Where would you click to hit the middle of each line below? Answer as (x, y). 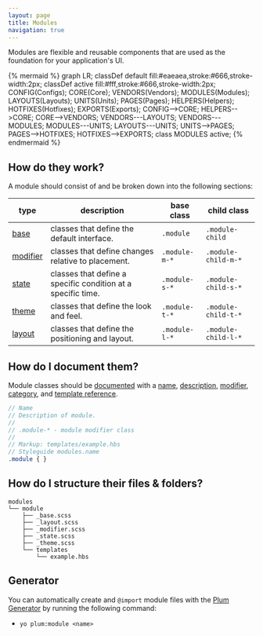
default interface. (82, 239)
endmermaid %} (34, 143)
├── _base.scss (47, 515)
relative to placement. (90, 261)
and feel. (67, 316)
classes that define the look (101, 306)
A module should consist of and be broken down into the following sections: (130, 186)
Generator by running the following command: (82, 608)
